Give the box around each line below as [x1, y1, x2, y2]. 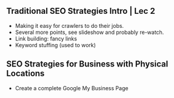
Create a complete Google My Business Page [15, 84, 129, 91]
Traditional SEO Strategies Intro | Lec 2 [6, 6, 156, 16]
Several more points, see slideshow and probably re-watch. [15, 28, 164, 36]
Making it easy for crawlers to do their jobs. [15, 22, 124, 29]
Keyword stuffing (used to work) [15, 41, 96, 48]
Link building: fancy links [15, 34, 78, 42]
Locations [6, 68, 45, 79]
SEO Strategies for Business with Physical [6, 59, 169, 70]
